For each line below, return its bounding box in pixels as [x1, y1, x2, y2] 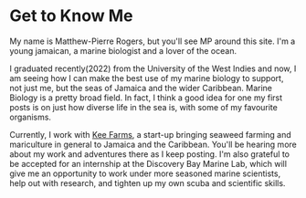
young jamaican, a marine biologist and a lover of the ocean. [9, 45, 237, 56]
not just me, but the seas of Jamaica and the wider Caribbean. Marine [9, 82, 272, 93]
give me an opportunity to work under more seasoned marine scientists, [9, 168, 281, 179]
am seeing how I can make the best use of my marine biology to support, [9, 72, 284, 83]
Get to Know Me [9, 5, 133, 26]
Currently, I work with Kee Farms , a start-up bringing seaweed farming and [9, 129, 291, 140]
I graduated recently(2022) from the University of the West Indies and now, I [9, 63, 297, 74]
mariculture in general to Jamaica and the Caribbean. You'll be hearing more [9, 139, 297, 150]
